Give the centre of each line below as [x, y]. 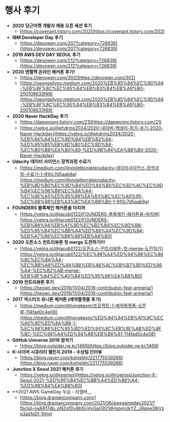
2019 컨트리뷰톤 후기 [33, 282]
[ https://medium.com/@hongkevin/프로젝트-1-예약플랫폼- [79, 305]
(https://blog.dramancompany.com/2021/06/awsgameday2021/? [88, 403]
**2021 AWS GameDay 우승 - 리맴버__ [52, 391]
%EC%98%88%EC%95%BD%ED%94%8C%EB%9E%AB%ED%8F [91, 328]
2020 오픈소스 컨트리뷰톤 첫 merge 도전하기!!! [59, 242]
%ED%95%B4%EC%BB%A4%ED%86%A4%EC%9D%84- [82, 231]
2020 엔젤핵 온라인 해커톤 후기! [43, 71]
